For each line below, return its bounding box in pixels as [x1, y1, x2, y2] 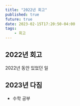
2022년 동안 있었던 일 [5, 65, 49, 71]
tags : [5, 26, 17, 31]
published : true [5, 12, 39, 17]
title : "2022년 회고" [5, 7, 48, 13]
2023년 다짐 [5, 81, 43, 89]
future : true [5, 17, 33, 22]
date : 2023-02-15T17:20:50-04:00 [5, 21, 75, 27]
